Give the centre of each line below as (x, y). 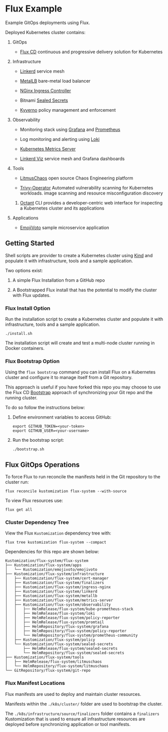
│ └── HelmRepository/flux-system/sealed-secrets (65, 653)
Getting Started (30, 243)
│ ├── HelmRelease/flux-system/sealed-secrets (61, 649)
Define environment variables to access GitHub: (62, 417)
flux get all (19, 510)
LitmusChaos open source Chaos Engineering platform (76, 178)
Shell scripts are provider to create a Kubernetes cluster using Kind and (79, 255)
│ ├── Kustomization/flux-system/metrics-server (59, 600)
